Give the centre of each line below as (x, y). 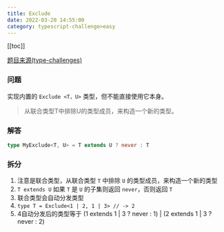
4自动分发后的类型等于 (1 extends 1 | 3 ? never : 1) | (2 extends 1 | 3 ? (114, 214)
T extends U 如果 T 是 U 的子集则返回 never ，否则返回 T (95, 189)
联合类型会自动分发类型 (50, 198)
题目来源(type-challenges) (45, 60)
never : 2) (31, 222)
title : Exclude (29, 13)
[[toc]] (16, 46)
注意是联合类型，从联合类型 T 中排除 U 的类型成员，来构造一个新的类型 (117, 181)
